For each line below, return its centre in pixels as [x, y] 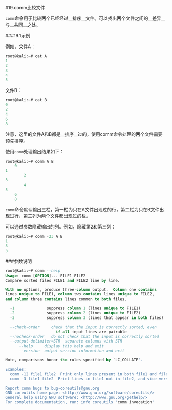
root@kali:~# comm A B [29, 161]
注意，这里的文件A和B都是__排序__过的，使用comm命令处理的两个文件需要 [84, 134]
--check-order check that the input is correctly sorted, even [83, 327]
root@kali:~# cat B [26, 100]
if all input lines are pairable [91, 332]
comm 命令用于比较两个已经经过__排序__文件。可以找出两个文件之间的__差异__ [85, 18]
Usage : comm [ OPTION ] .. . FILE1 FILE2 [46, 276]
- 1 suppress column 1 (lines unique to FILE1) [75, 308]
